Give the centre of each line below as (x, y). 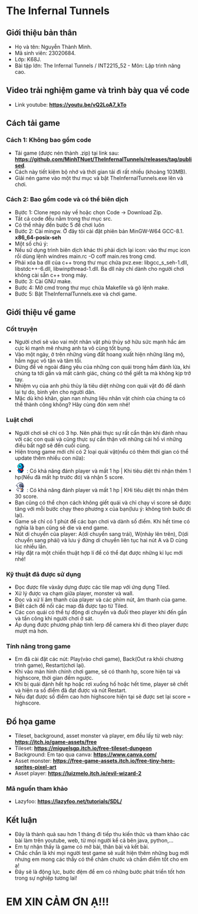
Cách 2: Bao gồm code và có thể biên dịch (67, 199)
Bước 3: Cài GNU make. (43, 281)
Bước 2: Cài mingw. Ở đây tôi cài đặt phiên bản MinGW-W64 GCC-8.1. (99, 231)
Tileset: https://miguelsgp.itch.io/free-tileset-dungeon (83, 748)
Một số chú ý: (31, 244)
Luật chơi (20, 420)
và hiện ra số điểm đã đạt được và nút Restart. (71, 690)
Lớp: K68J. (28, 59)
